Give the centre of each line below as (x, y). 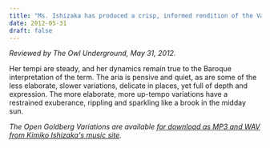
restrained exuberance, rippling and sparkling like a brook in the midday (128, 103)
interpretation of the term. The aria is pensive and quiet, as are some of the (133, 78)
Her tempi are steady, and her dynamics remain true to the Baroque (120, 69)
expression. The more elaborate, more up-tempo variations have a (119, 94)
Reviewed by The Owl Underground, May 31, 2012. (93, 54)
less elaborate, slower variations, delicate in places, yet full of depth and (128, 86)
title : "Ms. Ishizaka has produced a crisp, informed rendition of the (131, 16)
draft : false (31, 30)
